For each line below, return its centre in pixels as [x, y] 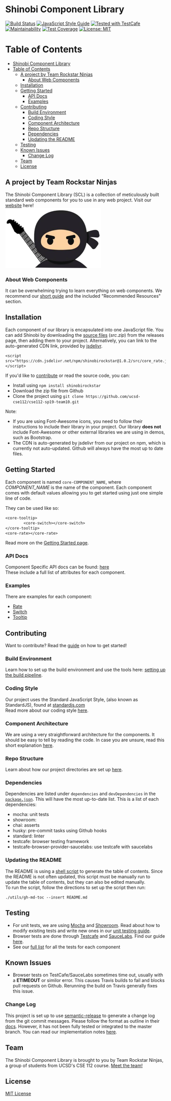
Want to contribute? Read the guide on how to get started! [66, 645]
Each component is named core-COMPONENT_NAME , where [63, 482]
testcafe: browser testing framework [51, 842]
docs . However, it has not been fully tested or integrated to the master [79, 1026]
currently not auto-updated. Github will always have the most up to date [88, 448]
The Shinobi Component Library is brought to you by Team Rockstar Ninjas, [84, 1060]
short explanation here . [30, 745]
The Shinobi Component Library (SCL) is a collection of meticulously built [82, 194]
